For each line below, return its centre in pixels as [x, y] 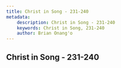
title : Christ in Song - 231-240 [47, 11]
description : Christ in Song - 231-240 [66, 22]
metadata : [18, 17]
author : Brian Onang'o [45, 33]
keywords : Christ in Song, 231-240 [61, 28]
